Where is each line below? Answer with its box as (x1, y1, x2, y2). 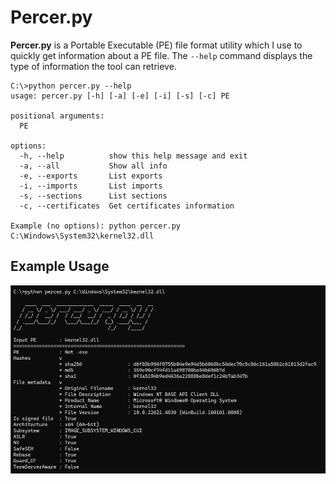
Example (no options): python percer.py (10, 221, 182, 231)
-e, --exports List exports (19, 171, 163, 181)
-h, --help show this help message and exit (19, 151, 248, 161)
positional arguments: (10, 111, 105, 121)
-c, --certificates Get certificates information (19, 201, 235, 211)
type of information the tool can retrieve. (10, 60, 177, 72)
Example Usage (10, 258, 110, 275)
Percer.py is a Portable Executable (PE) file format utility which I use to (10, 39, 303, 51)
